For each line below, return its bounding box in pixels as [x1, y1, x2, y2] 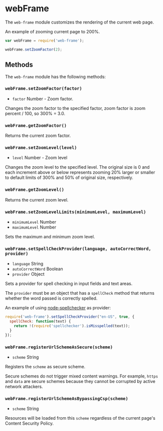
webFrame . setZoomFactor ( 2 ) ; [5, 47, 63, 52]
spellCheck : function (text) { [9, 319, 71, 324]
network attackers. [5, 383, 43, 389]
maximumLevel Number [12, 224, 56, 230]
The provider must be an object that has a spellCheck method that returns [5, 290, 155, 296]
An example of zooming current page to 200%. [5, 28, 100, 34]
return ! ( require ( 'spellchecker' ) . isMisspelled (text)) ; [14, 324, 131, 329]
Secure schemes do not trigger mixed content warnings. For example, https [5, 373, 158, 379]
